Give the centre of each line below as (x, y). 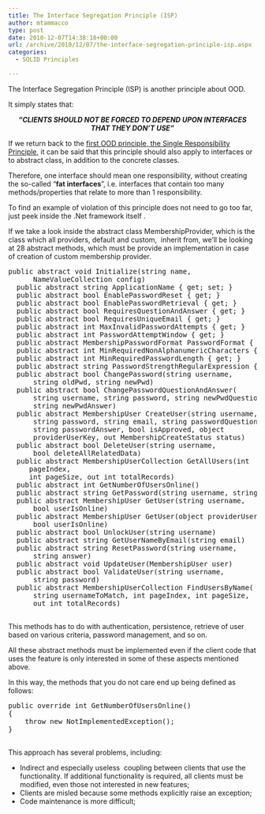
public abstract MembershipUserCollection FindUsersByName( (135, 587)
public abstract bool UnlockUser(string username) (116, 532)
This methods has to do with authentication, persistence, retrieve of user (126, 626)
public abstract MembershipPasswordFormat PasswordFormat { (135, 342)
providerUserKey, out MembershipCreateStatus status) (139, 437)
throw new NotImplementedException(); (100, 721)
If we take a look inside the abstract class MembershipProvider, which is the (132, 231)
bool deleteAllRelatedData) (87, 453)
